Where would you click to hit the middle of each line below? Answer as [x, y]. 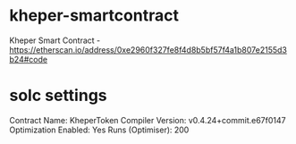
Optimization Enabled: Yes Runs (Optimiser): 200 [99, 130]
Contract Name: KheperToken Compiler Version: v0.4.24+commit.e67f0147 [148, 120]
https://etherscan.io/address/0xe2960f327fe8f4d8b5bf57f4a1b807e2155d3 [148, 49]
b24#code [28, 59]
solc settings [58, 96]
